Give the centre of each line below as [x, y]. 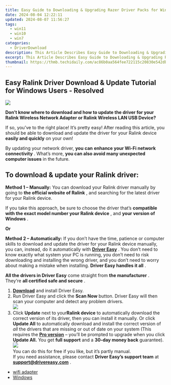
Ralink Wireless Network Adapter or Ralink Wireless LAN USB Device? [81, 118]
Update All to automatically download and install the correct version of [87, 323]
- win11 [18, 29]
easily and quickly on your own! [39, 138]
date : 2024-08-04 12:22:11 [34, 15]
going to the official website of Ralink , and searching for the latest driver [83, 192]
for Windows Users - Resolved [55, 90]
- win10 [18, 34]
